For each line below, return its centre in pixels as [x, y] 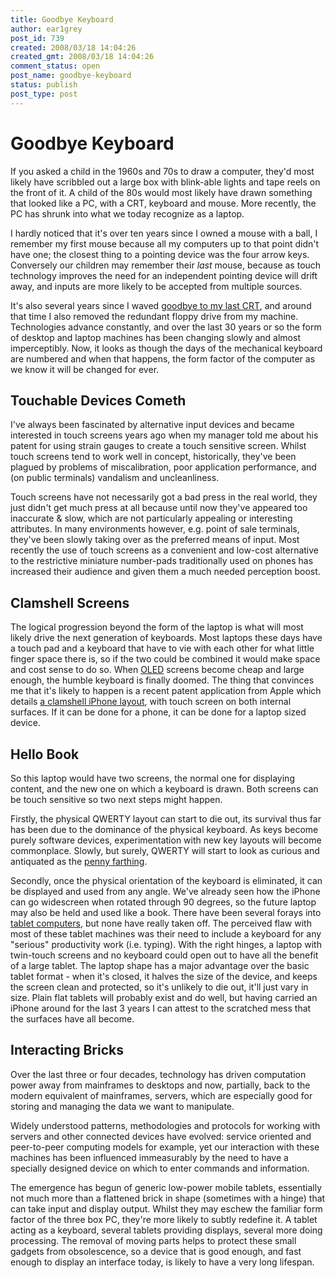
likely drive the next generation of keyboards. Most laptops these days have [166, 638]
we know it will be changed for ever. [85, 369]
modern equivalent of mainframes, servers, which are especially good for [161, 1095]
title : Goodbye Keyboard [62, 19]
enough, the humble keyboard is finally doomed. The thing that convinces [162, 680]
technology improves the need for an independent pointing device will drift [164, 275]
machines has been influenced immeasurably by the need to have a [149, 1157]
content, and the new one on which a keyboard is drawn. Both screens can [164, 789]
